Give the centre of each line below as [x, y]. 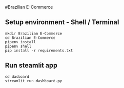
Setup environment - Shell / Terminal [62, 22]
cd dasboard [17, 77]
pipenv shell [18, 46]
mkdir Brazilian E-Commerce [34, 34]
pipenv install [21, 42]
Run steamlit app [31, 65]
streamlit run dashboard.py [34, 81]
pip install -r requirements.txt [39, 51]
